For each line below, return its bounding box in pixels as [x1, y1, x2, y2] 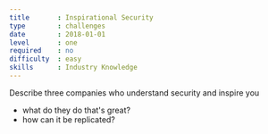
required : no [9, 46, 74, 55]
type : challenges [9, 21, 105, 30]
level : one [9, 38, 78, 47]
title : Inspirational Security [9, 13, 154, 22]
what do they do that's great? [21, 105, 131, 115]
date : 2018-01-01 [9, 29, 105, 38]
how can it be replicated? [21, 113, 116, 125]
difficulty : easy [9, 54, 82, 63]
